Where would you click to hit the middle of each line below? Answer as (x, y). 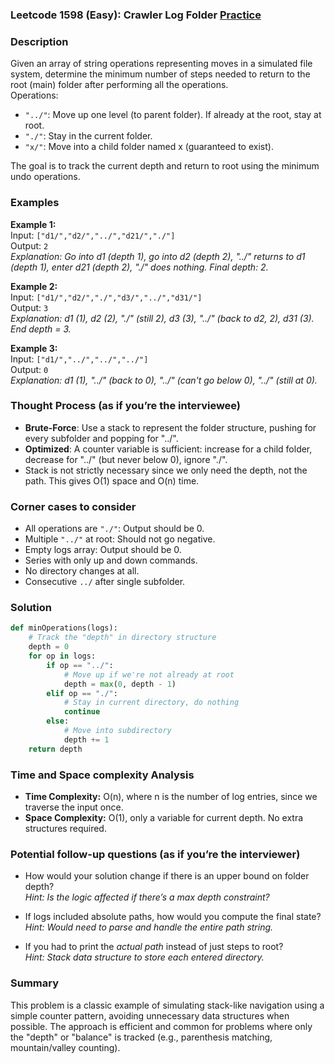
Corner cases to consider (73, 506)
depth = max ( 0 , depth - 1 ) (120, 684)
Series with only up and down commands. (111, 560)
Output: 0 (29, 369)
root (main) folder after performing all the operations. (119, 85)
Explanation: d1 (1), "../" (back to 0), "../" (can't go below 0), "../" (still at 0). (164, 380)
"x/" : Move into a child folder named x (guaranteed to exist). (149, 147)
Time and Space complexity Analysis (102, 775)
